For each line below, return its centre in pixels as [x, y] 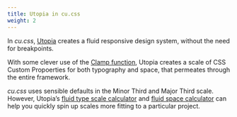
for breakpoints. [31, 48]
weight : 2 [22, 21]
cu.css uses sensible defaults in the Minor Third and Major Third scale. [111, 91]
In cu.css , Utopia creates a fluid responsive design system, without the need [118, 40]
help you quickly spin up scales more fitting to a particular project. [104, 106]
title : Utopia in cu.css [44, 14]
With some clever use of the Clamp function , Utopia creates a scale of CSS [117, 62]
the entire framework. [39, 77]
